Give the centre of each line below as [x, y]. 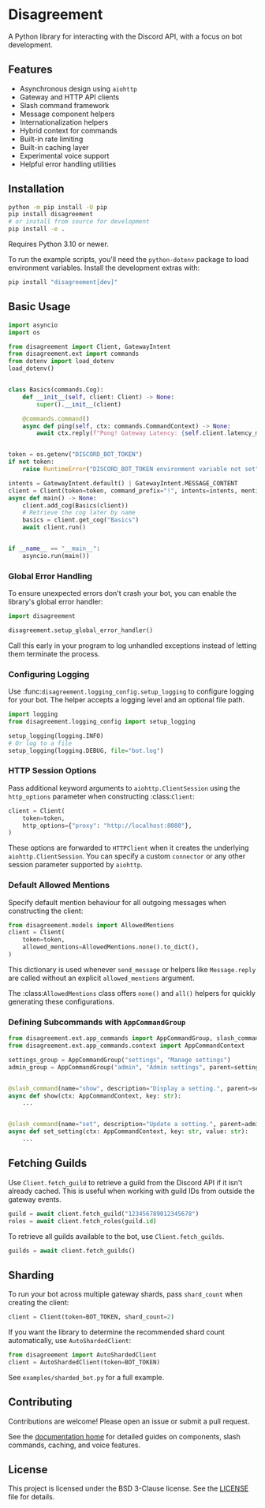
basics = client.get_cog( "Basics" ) [81, 520]
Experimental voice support [64, 155]
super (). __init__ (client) [79, 404]
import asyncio [33, 325]
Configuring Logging [49, 674]
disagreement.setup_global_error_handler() [81, 630]
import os [24, 332]
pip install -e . [37, 229]
